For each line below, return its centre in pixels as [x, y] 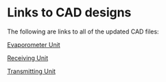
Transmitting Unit [32, 71]
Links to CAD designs [69, 13]
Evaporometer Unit [34, 44]
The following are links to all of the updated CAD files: [83, 31]
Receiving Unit [28, 58]
